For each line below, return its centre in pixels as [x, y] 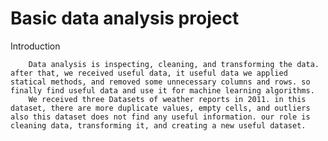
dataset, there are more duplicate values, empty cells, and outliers [160, 108]
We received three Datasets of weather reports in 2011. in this [167, 99]
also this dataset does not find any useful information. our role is [160, 117]
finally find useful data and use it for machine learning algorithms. [162, 90]
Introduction [35, 46]
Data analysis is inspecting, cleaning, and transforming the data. [174, 64]
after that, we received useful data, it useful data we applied [149, 73]
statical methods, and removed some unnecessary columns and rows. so [160, 82]
